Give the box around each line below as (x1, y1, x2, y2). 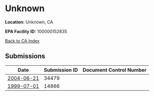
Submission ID (43, 66, 78, 73)
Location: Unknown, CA (5, 19, 53, 25)
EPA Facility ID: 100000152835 (5, 28, 67, 34)
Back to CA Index (5, 38, 40, 44)
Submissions (5, 52, 45, 60)
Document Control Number (82, 66, 147, 73)
